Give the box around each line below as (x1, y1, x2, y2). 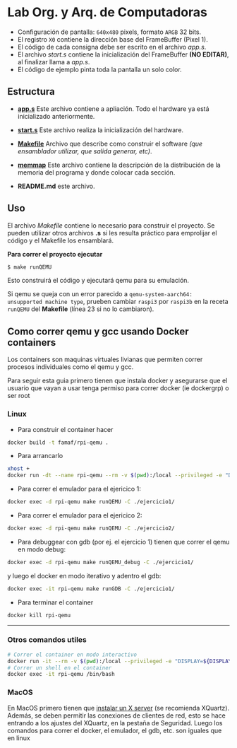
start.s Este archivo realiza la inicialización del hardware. (17, 125, 184, 134)
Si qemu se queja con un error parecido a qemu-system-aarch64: (7, 290, 193, 298)
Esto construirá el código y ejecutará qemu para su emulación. (7, 276, 189, 285)
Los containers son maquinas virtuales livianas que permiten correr (7, 355, 203, 364)
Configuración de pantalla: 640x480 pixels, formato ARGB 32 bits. (17, 28, 202, 36)
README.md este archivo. (17, 182, 95, 190)
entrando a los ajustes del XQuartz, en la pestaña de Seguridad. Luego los (7, 718, 224, 727)
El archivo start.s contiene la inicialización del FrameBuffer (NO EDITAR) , (17, 50, 229, 59)
